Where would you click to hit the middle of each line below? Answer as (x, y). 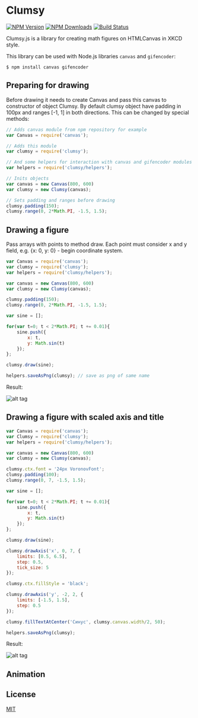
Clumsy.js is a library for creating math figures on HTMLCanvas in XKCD (94, 38)
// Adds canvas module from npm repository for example (76, 129)
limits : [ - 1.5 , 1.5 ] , (43, 600)
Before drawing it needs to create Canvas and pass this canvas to (87, 99)
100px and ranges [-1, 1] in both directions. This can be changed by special (98, 112)
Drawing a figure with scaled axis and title (85, 417)
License (21, 694)
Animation (26, 674)
